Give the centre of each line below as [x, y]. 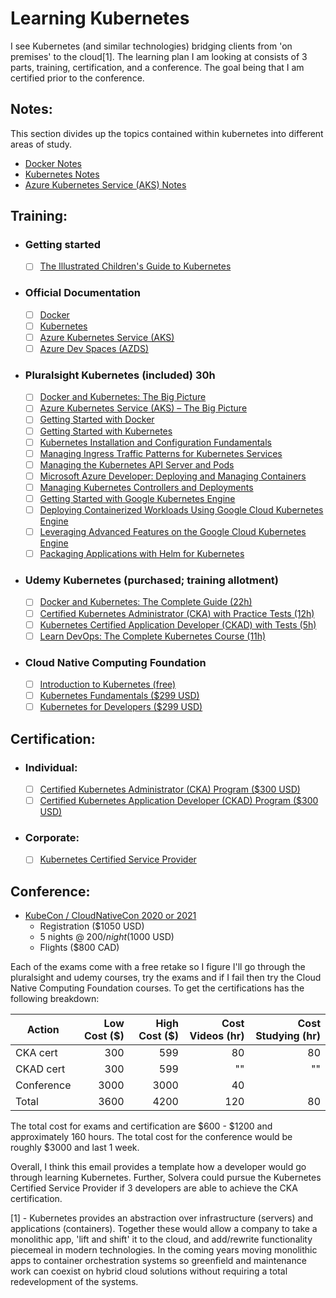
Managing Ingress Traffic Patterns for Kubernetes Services [161, 453]
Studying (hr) [288, 1036]
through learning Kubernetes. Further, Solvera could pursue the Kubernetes [166, 1178]
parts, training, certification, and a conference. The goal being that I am [157, 67]
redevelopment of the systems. [74, 1282]
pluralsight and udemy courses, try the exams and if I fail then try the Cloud [166, 978]
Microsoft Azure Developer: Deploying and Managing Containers [173, 476]
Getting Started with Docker [97, 419]
